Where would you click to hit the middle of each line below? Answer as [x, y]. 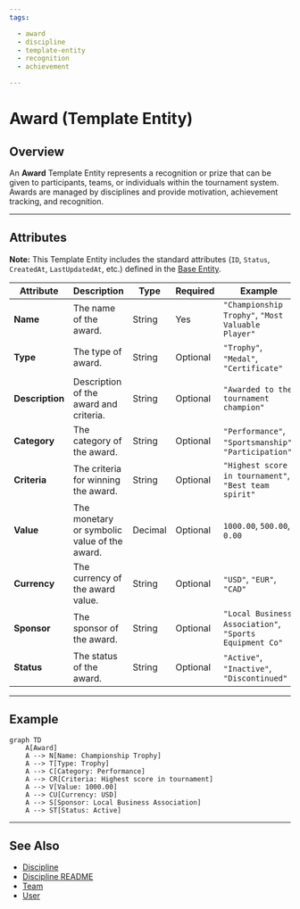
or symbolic [98, 530]
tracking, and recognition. [57, 201]
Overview [37, 151]
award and [95, 404]
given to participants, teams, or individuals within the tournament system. [144, 182]
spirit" [239, 494]
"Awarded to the [258, 389]
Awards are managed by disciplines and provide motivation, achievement [144, 192]
